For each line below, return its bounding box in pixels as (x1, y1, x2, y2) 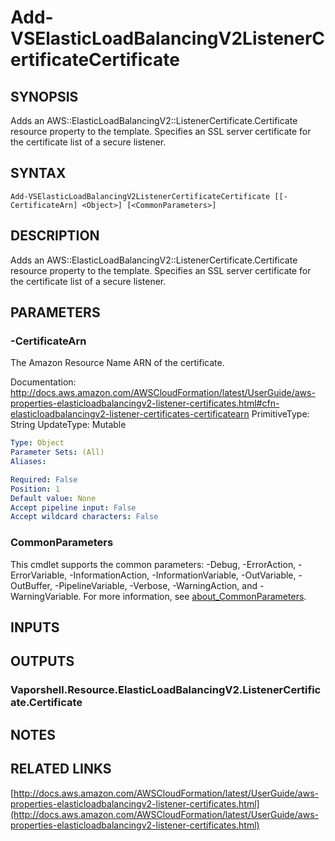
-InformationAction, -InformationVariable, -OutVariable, (69, 569, 297, 581)
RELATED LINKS (10, 761, 112, 778)
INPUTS (10, 619, 60, 636)
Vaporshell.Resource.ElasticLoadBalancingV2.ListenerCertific (10, 683, 322, 697)
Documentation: (10, 376, 77, 388)
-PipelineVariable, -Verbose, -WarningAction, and (54, 579, 258, 591)
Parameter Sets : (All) (10, 447, 105, 458)
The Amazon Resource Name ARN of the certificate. (10, 357, 225, 369)
